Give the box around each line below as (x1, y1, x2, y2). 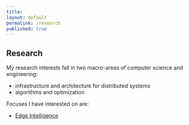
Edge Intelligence (14, 112, 59, 120)
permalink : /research (6, 20, 61, 26)
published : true (6, 25, 47, 32)
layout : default (6, 14, 47, 21)
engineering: (6, 71, 38, 78)
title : (6, 8, 23, 15)
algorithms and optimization (14, 89, 85, 96)
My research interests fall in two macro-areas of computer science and (6, 64, 183, 71)
